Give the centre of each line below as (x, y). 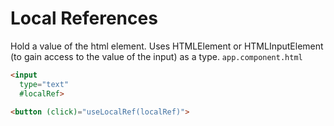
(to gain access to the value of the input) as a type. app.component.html (156, 56)
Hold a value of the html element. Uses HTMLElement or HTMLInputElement (167, 46)
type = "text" (44, 84)
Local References (84, 18)
